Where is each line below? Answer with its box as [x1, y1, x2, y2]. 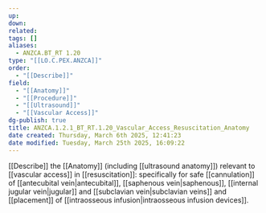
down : [8, 19, 27, 27]
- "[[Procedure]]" [15, 94, 78, 102]
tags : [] [8, 34, 38, 43]
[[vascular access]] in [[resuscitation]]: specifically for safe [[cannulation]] [8, 170, 255, 179]
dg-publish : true [8, 117, 67, 125]
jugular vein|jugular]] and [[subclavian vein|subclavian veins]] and [8, 186, 227, 196]
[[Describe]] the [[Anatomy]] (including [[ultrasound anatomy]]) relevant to [8, 161, 256, 170]
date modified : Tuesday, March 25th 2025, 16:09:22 [8, 138, 185, 147]
